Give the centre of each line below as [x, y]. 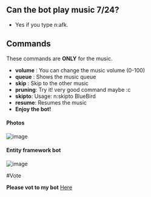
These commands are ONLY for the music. [59, 58]
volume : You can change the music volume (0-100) [80, 70]
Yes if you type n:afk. [42, 24]
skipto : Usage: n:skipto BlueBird [55, 96]
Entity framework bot [34, 150]
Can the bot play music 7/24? [63, 10]
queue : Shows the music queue [55, 77]
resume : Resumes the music [51, 102]
